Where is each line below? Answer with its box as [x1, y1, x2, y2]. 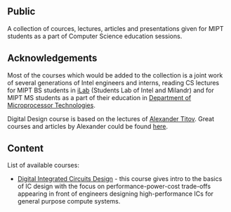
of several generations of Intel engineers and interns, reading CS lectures [7, 78, 220, 87]
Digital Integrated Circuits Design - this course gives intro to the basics [17, 175, 223, 183]
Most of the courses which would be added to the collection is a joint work [7, 70, 223, 80]
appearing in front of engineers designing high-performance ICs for [17, 189, 214, 198]
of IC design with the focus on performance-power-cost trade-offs [17, 182, 211, 191]
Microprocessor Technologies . [7, 101, 96, 109]
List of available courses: [7, 161, 79, 170]
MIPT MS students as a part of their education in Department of [7, 93, 192, 101]
